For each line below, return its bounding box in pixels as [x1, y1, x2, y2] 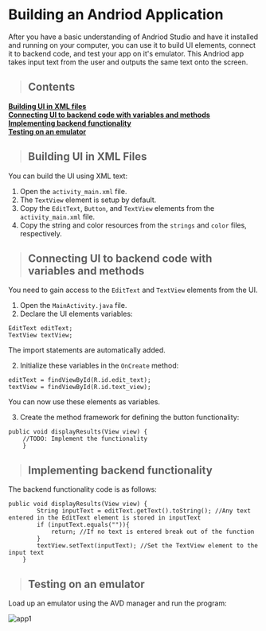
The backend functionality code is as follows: [8, 485, 157, 494]
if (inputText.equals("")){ [37, 521, 130, 529]
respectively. [19, 228, 62, 238]
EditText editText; [8, 325, 73, 333]
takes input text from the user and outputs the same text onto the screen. [8, 57, 248, 67]
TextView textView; [8, 332, 73, 340]
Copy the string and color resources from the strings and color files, [19, 220, 247, 230]
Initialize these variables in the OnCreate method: [19, 360, 179, 371]
